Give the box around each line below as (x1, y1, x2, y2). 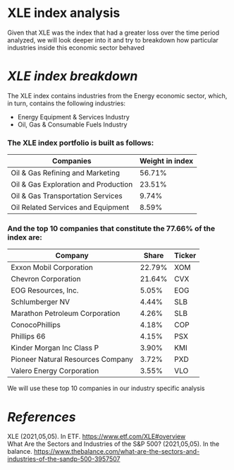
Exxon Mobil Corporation (11, 263, 94, 273)
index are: (7, 233, 42, 242)
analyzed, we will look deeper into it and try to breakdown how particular (7, 35, 218, 44)
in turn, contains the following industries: (7, 99, 125, 107)
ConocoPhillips (11, 320, 61, 330)
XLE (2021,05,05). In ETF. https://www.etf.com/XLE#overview (7, 433, 186, 441)
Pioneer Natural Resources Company (11, 355, 134, 365)
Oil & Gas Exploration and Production (11, 180, 133, 189)
